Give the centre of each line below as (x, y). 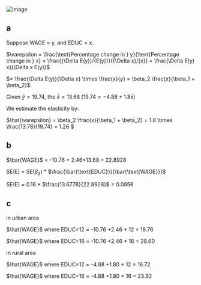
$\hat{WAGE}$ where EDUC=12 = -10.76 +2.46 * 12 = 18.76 (80, 230)
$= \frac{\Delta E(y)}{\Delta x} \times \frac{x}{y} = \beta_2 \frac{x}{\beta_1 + (100, 79)
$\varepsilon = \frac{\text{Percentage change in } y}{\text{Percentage (93, 54)
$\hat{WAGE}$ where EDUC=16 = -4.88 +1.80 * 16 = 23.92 (79, 276)
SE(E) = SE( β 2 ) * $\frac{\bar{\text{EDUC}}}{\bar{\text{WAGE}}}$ (86, 172)
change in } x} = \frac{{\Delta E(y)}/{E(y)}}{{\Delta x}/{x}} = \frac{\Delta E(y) (100, 61)
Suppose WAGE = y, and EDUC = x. (50, 43)
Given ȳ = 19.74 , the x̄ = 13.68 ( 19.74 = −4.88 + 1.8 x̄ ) (71, 97)
